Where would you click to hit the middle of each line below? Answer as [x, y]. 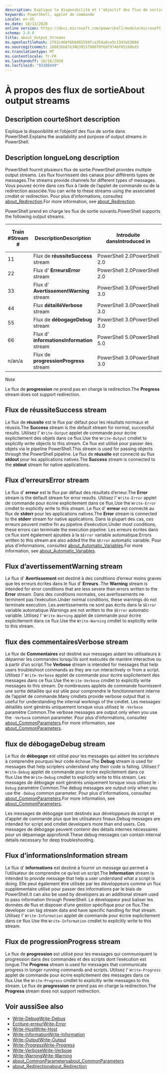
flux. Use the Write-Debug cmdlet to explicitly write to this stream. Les [75, 777]
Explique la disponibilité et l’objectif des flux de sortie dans [65, 131]
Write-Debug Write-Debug [39, 1019]
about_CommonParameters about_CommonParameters [68, 1061]
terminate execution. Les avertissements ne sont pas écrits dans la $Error [81, 605]
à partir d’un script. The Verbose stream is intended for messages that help [82, 664]
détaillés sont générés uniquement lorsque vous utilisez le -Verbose [74, 707]
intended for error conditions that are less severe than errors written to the [81, 589]
